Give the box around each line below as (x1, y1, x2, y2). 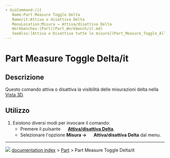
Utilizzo (5, 106, 30, 115)
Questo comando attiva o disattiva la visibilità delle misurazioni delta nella (5, 87, 159, 92)
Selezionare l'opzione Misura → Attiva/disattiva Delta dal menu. (20, 132, 161, 138)
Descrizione (5, 73, 45, 82)
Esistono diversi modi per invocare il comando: (12, 120, 110, 126)
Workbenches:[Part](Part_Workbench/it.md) (12, 26, 103, 31)
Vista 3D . (5, 92, 24, 98)
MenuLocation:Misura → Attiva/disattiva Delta (12, 21, 112, 27)
